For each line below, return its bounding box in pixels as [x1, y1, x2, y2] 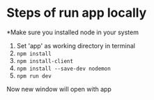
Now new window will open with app [6, 85, 112, 93]
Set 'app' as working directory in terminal [16, 41, 135, 50]
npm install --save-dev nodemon [16, 65, 111, 72]
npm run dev [16, 72, 52, 80]
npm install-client [16, 57, 74, 64]
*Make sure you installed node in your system [6, 28, 139, 36]
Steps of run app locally [6, 5, 147, 21]
